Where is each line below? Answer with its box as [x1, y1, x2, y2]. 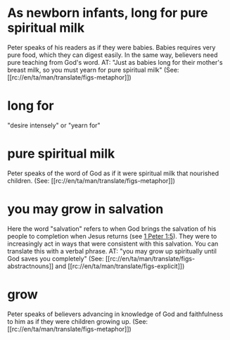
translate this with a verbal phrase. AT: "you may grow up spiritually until [7, 246, 217, 255]
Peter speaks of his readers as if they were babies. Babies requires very [7, 43, 216, 51]
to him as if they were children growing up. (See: [7, 317, 148, 325]
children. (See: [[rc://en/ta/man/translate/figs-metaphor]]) [7, 176, 176, 184]
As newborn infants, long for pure [7, 5, 208, 21]
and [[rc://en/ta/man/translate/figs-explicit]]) [55, 262, 185, 270]
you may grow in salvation [7, 201, 164, 217]
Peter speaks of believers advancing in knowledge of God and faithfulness [7, 310, 224, 318]
